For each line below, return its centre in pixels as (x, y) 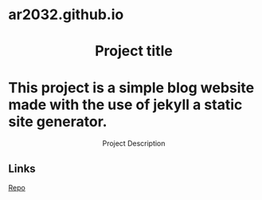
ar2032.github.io (66, 15)
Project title (134, 51)
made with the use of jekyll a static (125, 104)
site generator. (58, 122)
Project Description (134, 143)
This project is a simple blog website (131, 87)
